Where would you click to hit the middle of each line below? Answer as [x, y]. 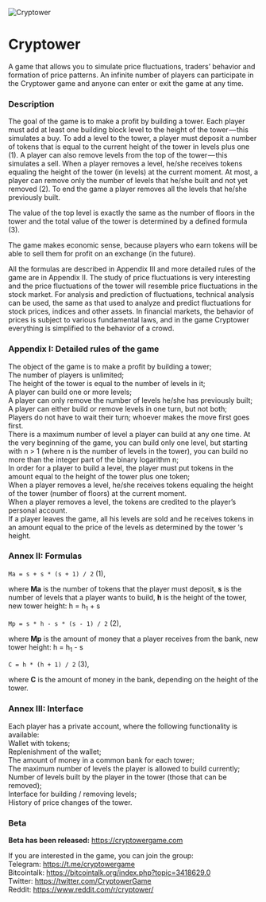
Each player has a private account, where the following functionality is [123, 726]
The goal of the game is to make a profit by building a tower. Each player [127, 121]
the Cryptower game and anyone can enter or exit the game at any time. [126, 83]
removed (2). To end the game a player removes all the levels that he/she [128, 189]
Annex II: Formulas [45, 556]
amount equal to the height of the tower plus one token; [99, 476]
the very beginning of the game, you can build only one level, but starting [128, 443]
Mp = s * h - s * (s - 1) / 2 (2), [65, 623]
